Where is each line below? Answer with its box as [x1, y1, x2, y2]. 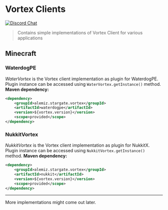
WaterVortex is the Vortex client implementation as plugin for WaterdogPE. [5, 76, 158, 82]
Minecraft [5, 49, 36, 58]
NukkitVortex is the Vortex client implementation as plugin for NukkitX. [5, 142, 150, 148]
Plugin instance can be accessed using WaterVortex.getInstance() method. [5, 81, 161, 87]
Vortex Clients [5, 3, 66, 15]
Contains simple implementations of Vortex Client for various [17, 29, 143, 35]
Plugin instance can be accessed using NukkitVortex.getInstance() [5, 148, 145, 154]
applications [17, 35, 43, 41]
